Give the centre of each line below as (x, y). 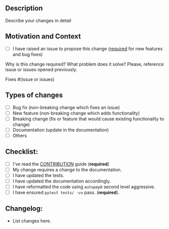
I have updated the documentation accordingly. (62, 181)
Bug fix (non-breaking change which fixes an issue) (66, 107)
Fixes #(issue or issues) (30, 79)
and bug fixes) (27, 54)
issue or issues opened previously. (41, 69)
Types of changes (34, 95)
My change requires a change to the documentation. (67, 169)
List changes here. (32, 221)
